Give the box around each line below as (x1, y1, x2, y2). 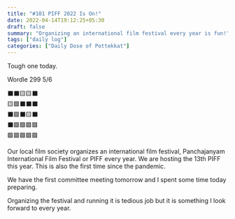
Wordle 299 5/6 (7, 75, 52, 84)
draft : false (7, 23, 45, 30)
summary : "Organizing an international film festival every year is (7, 29, 211, 37)
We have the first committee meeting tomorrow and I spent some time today (7, 176, 227, 183)
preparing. (7, 183, 38, 191)
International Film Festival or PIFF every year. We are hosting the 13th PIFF (7, 155, 221, 163)
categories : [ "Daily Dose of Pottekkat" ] (7, 43, 130, 50)
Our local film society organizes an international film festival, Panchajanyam (7, 147, 225, 156)
